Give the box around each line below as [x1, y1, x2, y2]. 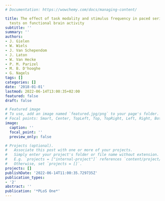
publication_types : [5, 175, 45, 180]
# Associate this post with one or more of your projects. [5, 148, 133, 152]
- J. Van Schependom [5, 48, 48, 53]
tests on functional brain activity [9, 21, 84, 25]
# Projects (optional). [5, 143, 54, 148]
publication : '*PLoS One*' [5, 189, 60, 194]
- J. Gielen [5, 39, 29, 44]
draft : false [5, 98, 32, 103]
